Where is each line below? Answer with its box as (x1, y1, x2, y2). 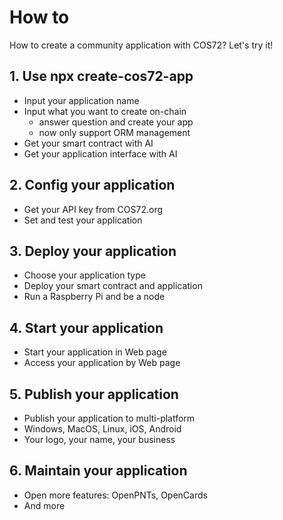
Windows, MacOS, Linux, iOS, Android (23, 423, 182, 435)
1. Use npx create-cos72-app (9, 68, 194, 85)
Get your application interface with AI (23, 147, 178, 160)
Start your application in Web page (23, 346, 167, 358)
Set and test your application (23, 214, 143, 226)
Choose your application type (23, 269, 146, 281)
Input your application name (23, 94, 140, 106)
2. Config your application (9, 177, 176, 194)
